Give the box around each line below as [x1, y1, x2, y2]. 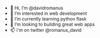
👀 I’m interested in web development [10, 10, 87, 16]
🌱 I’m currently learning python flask [10, 16, 87, 22]
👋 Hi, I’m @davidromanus [10, 5, 64, 11]
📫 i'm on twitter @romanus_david [10, 27, 82, 33]
